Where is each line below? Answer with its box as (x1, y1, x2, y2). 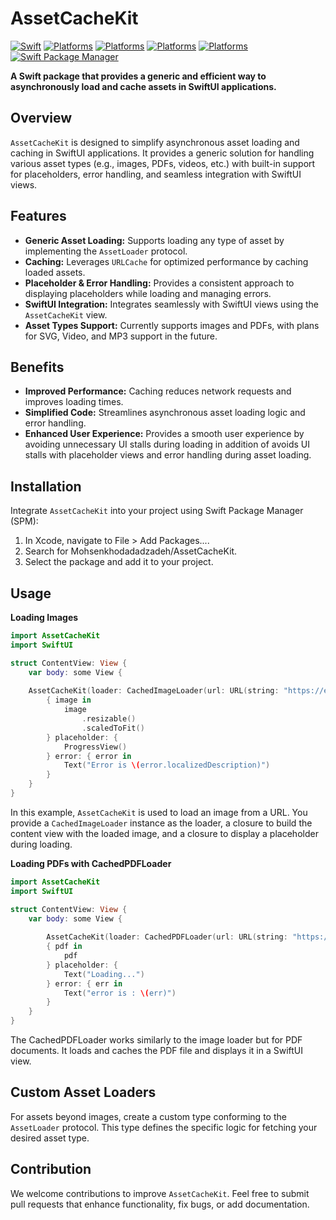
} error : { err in (46, 978, 123, 989)
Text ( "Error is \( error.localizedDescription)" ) (63, 760, 271, 771)
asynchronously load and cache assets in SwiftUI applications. (10, 80, 277, 92)
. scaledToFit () (81, 723, 145, 733)
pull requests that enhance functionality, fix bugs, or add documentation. (10, 1198, 310, 1210)
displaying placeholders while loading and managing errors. (24, 287, 272, 299)
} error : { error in (46, 751, 132, 761)
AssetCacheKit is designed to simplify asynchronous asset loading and (10, 136, 300, 148)
